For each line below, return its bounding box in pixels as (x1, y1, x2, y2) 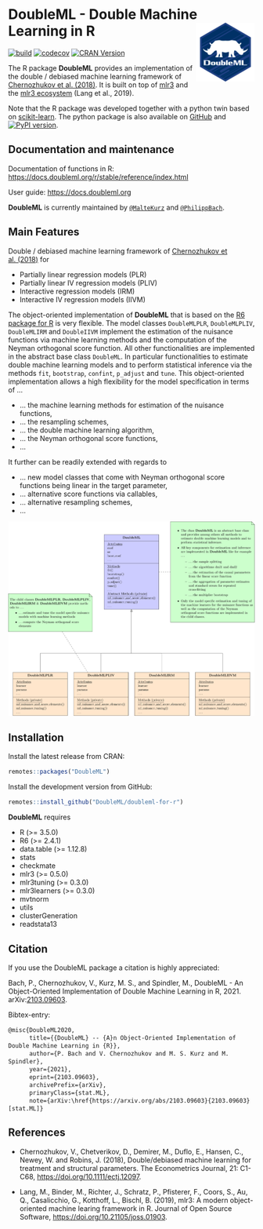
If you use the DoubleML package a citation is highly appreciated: (8, 963, 220, 972)
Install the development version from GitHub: (8, 782, 153, 792)
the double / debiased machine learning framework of (8, 71, 182, 81)
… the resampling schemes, (19, 417, 110, 426)
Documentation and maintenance (8, 143, 175, 156)
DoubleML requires (8, 812, 71, 822)
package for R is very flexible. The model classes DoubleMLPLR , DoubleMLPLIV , (8, 318, 255, 327)
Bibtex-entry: (8, 1010, 51, 1019)
